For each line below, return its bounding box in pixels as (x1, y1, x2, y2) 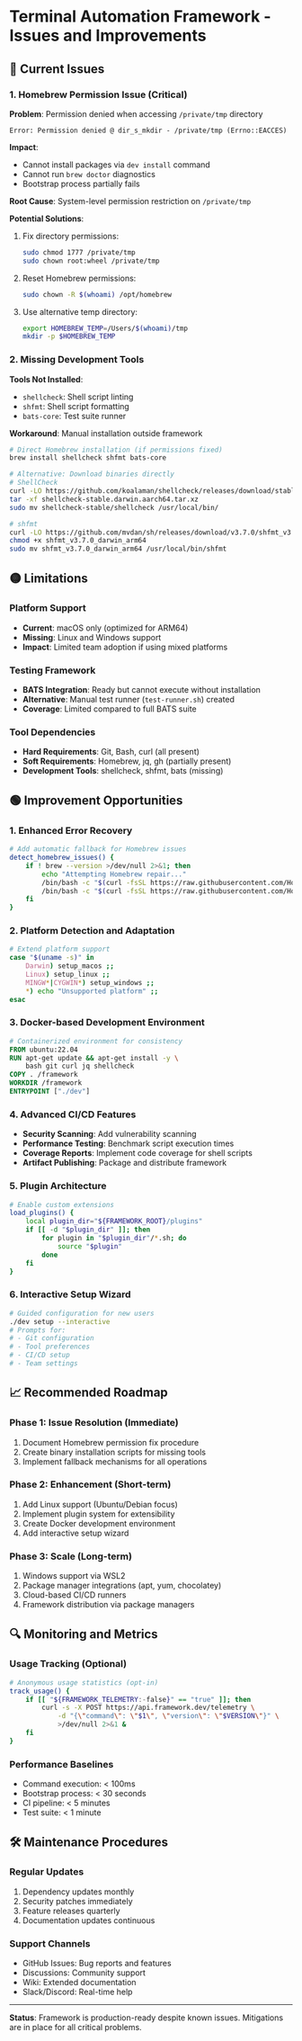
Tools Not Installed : (9, 373, 84, 384)
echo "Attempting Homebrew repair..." (41, 870, 187, 879)
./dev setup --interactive (9, 1317, 111, 1326)
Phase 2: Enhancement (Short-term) (9, 1478, 172, 1490)
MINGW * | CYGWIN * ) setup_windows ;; (25, 978, 155, 987)
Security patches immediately (22, 1895, 133, 1906)
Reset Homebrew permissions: (22, 273, 137, 283)
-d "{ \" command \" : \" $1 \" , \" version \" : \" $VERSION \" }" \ (57, 1712, 280, 1721)
